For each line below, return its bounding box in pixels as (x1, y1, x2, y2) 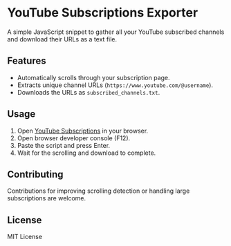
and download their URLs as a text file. (7, 35, 118, 43)
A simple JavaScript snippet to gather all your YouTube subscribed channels (7, 28, 225, 36)
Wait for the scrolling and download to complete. (17, 149, 156, 157)
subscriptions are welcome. (7, 194, 86, 202)
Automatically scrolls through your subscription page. (17, 73, 171, 82)
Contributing (7, 168, 64, 180)
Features (7, 55, 46, 67)
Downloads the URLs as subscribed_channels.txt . (17, 88, 160, 96)
